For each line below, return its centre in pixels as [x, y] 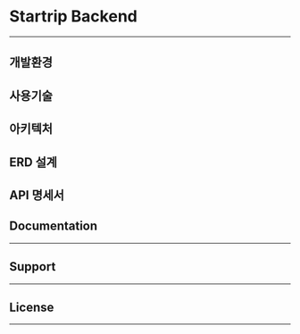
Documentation [54, 226]
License [32, 307]
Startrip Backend [74, 17]
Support [33, 267]
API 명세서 [37, 195]
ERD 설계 [33, 162]
